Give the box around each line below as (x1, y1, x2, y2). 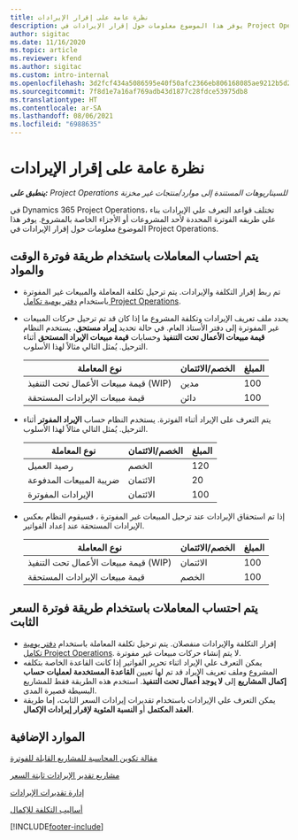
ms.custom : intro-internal (10, 71, 110, 80)
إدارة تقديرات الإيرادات (10, 787, 85, 798)
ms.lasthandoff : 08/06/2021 (10, 112, 114, 120)
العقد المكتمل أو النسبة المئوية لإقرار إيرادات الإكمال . (22, 704, 194, 714)
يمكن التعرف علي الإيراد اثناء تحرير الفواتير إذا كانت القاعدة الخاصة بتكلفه (22, 657, 263, 667)
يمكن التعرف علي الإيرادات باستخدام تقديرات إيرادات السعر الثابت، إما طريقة (22, 694, 276, 705)
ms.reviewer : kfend (10, 54, 82, 63)
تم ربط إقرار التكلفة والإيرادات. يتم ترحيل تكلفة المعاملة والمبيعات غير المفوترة (22, 286, 281, 297)
